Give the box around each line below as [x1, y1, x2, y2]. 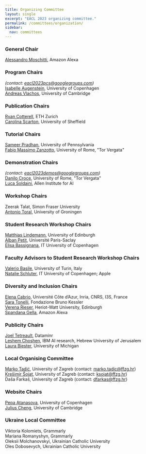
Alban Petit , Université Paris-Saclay [5, 237, 76, 243]
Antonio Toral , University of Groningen [5, 209, 82, 214]
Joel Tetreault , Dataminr [5, 332, 53, 338]
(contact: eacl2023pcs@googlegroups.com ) [5, 80, 94, 86]
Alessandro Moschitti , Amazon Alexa [5, 57, 79, 63]
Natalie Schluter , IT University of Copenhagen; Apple [5, 271, 111, 277]
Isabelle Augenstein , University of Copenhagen [5, 85, 99, 91]
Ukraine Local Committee [5, 417, 66, 423]
